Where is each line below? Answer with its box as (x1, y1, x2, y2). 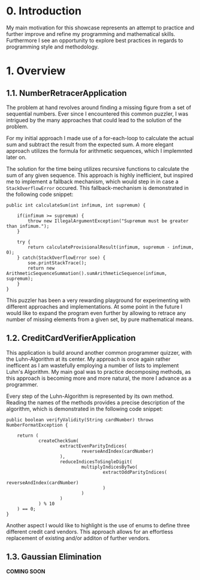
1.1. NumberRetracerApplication (6, 88, 127, 98)
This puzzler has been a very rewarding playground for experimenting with (6, 297, 190, 304)
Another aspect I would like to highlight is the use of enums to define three (6, 521, 190, 528)
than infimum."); (6, 223, 50, 229)
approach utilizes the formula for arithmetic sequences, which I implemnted (6, 147, 193, 154)
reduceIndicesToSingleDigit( (59, 458, 133, 465)
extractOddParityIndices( (102, 469, 168, 475)
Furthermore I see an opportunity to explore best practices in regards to (6, 37, 184, 44)
